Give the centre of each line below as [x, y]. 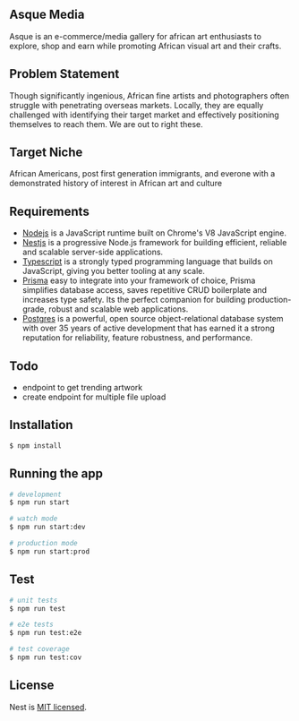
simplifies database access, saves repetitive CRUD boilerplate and [144, 290]
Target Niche [46, 153]
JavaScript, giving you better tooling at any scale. [114, 271]
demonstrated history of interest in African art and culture [115, 184]
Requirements [49, 211]
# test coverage [39, 649]
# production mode [43, 544]
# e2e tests [31, 625]
